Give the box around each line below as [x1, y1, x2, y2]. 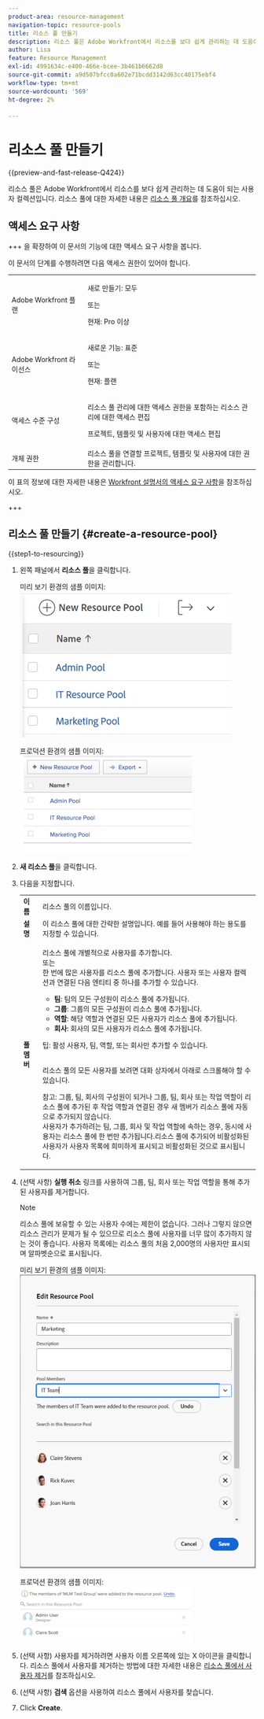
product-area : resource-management [8, 13, 125, 20]
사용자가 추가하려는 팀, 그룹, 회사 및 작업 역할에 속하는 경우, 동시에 [42, 1122, 244, 1131]
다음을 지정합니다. [19, 878, 75, 888]
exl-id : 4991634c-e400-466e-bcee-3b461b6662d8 [8, 63, 163, 71]
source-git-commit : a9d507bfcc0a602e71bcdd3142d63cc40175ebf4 [8, 71, 216, 79]
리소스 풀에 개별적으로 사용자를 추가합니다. [42, 948, 173, 958]
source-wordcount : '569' [8, 87, 90, 95]
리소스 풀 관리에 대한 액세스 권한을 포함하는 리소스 [87, 402, 240, 412]
